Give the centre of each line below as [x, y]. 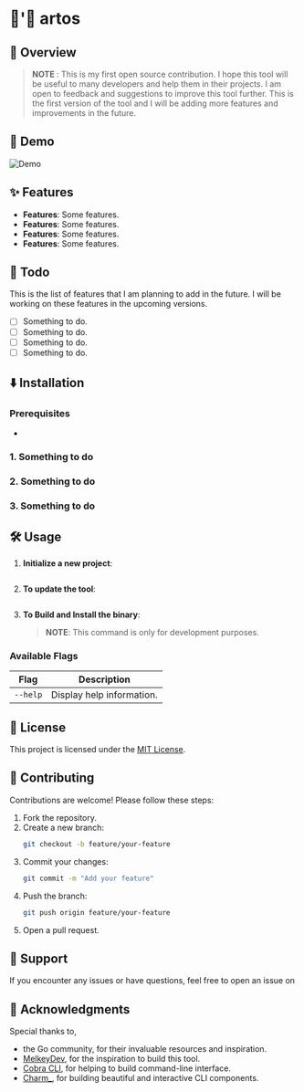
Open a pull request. [61, 929]
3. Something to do [52, 506]
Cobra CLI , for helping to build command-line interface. [126, 1068]
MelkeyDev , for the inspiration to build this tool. [111, 1059]
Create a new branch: [63, 827]
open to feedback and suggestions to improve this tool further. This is [162, 94]
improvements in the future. [84, 113]
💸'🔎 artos [45, 19]
